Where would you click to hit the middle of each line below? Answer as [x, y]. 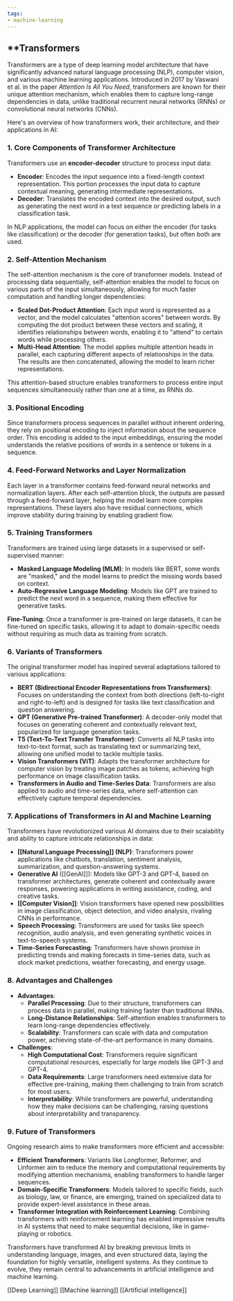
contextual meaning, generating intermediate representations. [105, 191]
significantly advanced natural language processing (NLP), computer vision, [115, 72]
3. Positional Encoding [46, 408]
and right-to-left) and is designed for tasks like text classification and [116, 703]
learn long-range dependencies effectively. [89, 1025]
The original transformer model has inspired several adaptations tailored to [114, 667]
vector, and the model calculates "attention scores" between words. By [119, 317]
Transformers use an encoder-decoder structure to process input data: [110, 163]
